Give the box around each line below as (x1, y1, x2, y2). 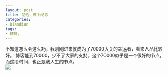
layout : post (5, 7, 33, 13)
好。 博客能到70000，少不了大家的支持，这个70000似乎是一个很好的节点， (5, 52, 165, 58)
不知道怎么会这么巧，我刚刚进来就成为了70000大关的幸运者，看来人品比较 (5, 46, 163, 52)
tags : (5, 27, 17, 32)
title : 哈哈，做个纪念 (5, 12, 49, 17)
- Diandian (5, 21, 29, 27)
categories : (5, 17, 31, 22)
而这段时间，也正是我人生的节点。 (5, 59, 77, 64)
